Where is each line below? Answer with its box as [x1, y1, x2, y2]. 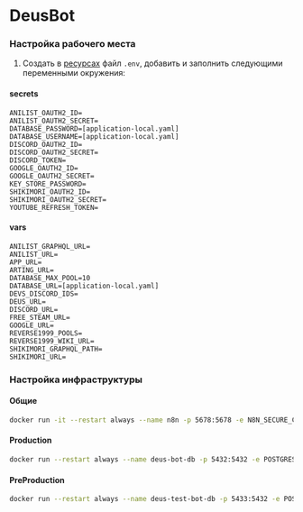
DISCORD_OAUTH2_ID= [9, 140, 83, 149]
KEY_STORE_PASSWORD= [9, 179, 87, 188]
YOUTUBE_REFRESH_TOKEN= [9, 203, 99, 212]
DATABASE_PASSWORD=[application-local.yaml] [9, 123, 179, 133]
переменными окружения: [22, 68, 126, 78]
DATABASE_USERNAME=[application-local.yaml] [9, 132, 179, 141]
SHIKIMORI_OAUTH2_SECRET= [9, 195, 106, 204]
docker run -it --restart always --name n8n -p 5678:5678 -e [9, 416, 244, 425]
